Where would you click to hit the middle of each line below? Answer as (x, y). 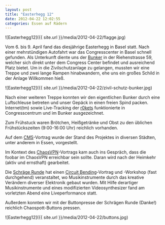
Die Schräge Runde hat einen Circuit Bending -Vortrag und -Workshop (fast (81, 172)
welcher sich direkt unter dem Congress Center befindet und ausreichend (80, 63)
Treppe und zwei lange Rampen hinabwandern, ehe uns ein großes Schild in (82, 73)
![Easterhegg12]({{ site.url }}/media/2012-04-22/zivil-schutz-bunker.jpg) (79, 88)
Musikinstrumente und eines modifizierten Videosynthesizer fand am (75, 188)
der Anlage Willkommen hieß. (35, 78)
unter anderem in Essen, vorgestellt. (42, 143)
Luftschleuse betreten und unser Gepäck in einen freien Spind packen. (77, 103)
